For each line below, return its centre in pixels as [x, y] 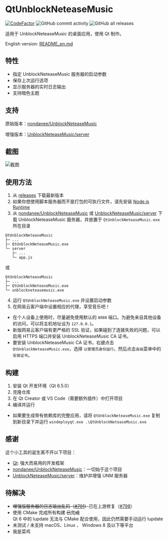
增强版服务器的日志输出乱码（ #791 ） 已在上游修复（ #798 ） [74, 506]
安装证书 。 [22, 355]
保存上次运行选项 [30, 80]
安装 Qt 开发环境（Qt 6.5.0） [42, 386]
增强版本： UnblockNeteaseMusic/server [47, 134]
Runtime [21, 207]
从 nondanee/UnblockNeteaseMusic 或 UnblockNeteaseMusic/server [85, 213]
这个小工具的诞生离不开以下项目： [41, 452]
